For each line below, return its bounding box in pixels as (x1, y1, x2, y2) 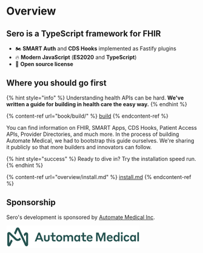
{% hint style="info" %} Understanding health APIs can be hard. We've (6, 94, 184, 101)
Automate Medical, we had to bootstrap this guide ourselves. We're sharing (6, 137, 195, 144)
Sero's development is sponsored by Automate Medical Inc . (6, 214, 156, 221)
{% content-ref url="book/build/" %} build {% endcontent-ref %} (6, 112, 168, 120)
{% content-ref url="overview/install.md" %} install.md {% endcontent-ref (6, 173, 191, 180)
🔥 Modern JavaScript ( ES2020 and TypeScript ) (15, 53, 137, 61)
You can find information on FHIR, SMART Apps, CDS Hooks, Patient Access (6, 124, 197, 131)
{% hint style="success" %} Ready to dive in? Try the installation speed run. (6, 155, 196, 162)
